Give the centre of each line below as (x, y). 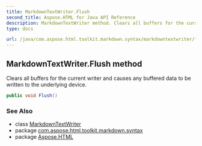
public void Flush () (32, 96)
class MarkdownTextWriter (48, 124)
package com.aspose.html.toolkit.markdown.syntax (79, 130)
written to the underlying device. (47, 84)
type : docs (20, 29)
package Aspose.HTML (44, 137)
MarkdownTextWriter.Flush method (74, 64)
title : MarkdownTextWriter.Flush (48, 12)
